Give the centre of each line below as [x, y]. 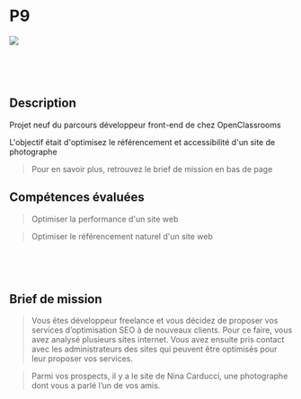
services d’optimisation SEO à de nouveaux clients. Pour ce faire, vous [162, 330]
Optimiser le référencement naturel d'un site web [122, 236]
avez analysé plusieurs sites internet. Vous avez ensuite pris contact [158, 340]
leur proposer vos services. [82, 359]
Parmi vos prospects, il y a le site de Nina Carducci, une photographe [159, 376]
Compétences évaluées [77, 198]
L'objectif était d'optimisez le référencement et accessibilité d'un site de [142, 142]
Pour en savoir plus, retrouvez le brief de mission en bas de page [152, 169]
